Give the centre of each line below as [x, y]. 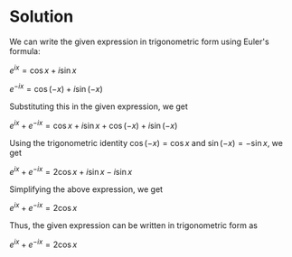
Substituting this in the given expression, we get [99, 106]
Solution [42, 17]
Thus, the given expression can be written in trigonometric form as [133, 225]
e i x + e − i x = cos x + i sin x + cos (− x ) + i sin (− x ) [94, 125]
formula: [25, 50]
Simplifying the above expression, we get [86, 189]
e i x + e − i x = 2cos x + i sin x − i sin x [71, 170]
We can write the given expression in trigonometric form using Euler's [139, 41]
